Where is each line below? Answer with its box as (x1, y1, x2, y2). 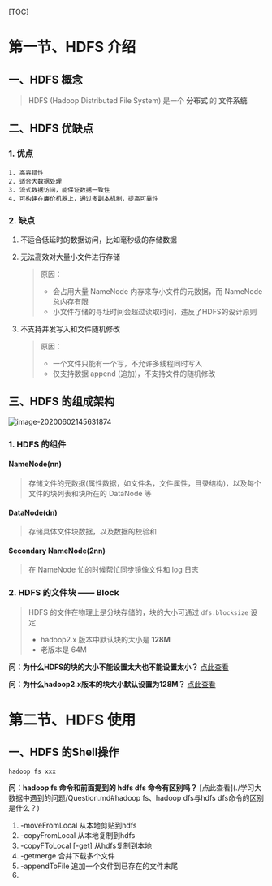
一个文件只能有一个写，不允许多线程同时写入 (52, 358, 203, 368)
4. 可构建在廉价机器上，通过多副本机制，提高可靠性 (8, 194, 158, 202)
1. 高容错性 (8, 168, 45, 177)
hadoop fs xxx (8, 767, 57, 776)
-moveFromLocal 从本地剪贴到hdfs (19, 820, 137, 830)
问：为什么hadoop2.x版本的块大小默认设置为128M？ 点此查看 (8, 679, 217, 689)
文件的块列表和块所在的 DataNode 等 (28, 488, 152, 498)
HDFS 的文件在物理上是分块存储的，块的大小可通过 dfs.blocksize (28, 607, 249, 616)
